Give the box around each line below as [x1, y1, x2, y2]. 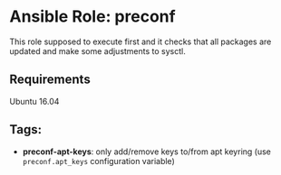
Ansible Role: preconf [9, 6, 176, 27]
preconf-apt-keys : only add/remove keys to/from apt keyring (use [22, 146, 272, 157]
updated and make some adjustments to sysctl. [9, 45, 186, 56]
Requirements [9, 72, 91, 87]
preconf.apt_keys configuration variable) [22, 155, 175, 166]
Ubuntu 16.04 [9, 96, 60, 106]
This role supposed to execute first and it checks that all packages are [9, 36, 272, 47]
